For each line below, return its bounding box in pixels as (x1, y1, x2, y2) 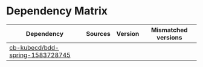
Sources (86, 29, 111, 38)
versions (156, 33, 182, 41)
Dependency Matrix (6, 4, 108, 18)
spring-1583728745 (9, 51, 71, 59)
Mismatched (150, 26, 188, 34)
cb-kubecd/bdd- (9, 43, 59, 51)
